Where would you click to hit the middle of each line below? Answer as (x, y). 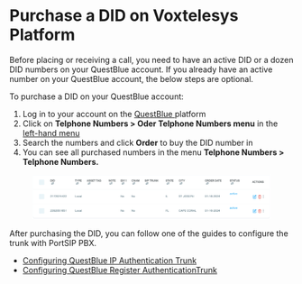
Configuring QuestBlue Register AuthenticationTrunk (120, 270)
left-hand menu (51, 133)
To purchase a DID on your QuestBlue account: (97, 96)
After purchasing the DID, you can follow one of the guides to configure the (149, 234)
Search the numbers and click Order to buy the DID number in (138, 142)
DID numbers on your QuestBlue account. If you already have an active (141, 69)
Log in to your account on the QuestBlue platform (114, 114)
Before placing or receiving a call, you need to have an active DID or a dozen (151, 60)
